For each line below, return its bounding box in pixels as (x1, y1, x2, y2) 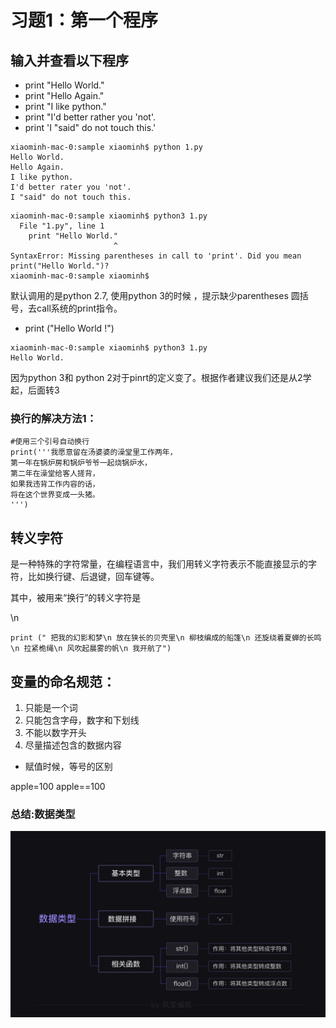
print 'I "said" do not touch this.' (24, 122, 157, 133)
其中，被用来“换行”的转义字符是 (10, 592, 142, 604)
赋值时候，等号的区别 (24, 760, 113, 772)
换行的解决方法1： (10, 411, 97, 425)
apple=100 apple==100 (10, 780, 106, 792)
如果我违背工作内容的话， (10, 479, 100, 490)
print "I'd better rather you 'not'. (24, 111, 156, 123)
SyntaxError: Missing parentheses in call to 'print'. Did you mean (10, 251, 302, 261)
